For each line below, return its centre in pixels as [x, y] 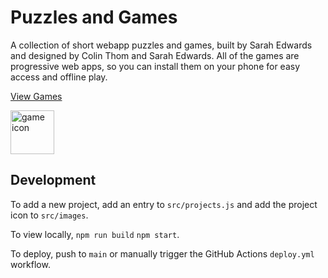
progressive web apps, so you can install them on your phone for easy [155, 66]
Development [53, 180]
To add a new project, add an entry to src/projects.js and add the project [164, 204]
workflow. [30, 264]
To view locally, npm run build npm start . [95, 234]
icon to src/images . [49, 215]
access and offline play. [59, 77]
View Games [36, 96]
